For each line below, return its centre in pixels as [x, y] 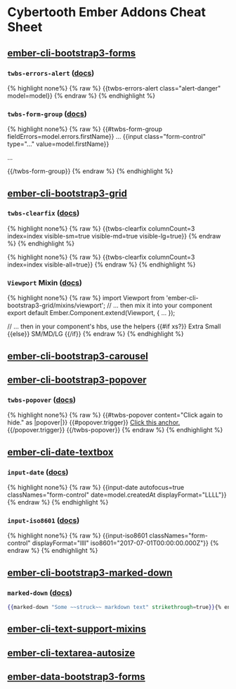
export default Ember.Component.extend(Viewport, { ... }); [91, 313]
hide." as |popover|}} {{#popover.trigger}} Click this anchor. [94, 422]
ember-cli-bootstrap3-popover [77, 380]
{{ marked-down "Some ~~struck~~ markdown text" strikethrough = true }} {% [114, 607]
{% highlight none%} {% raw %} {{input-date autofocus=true [96, 487]
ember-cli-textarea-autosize [71, 653]
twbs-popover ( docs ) [41, 399]
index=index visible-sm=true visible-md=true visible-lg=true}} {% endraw [114, 236]
